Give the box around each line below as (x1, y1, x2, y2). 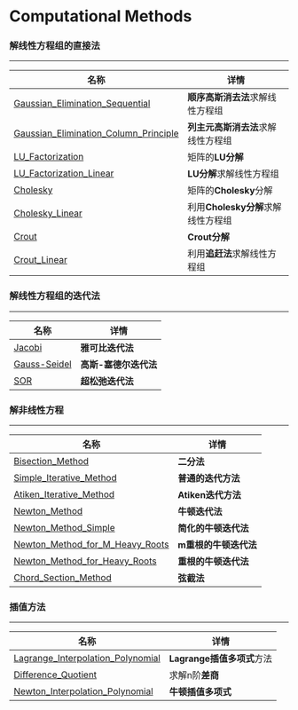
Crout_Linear (13, 254, 68, 266)
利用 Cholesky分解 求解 (187, 201, 282, 214)
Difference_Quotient (13, 668, 98, 681)
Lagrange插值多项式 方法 (169, 652, 273, 665)
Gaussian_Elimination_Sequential (13, 98, 151, 110)
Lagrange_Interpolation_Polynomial (13, 652, 161, 665)
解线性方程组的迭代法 (9, 290, 100, 303)
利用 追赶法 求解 (187, 248, 250, 260)
